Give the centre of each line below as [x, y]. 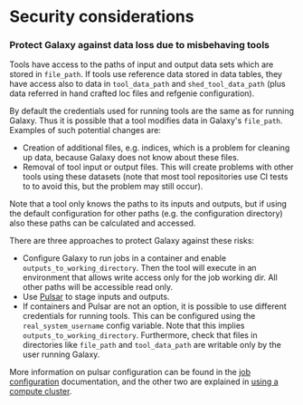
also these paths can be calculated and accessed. [103, 223]
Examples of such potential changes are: [85, 130]
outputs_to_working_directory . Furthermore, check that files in [140, 335]
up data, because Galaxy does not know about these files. [131, 158]
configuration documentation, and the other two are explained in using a [144, 381]
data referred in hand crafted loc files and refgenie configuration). [132, 93]
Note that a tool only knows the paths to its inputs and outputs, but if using [148, 204]
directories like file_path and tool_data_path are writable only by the [152, 345]
